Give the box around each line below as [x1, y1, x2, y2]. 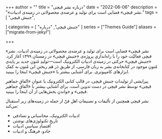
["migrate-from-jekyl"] [5, 29, 51, 35]
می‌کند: [5, 103, 18, 109]
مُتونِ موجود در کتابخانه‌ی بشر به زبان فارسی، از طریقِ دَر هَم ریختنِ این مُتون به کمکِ [5, 63, 158, 69]
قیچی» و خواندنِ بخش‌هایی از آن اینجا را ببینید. [5, 89, 88, 94]
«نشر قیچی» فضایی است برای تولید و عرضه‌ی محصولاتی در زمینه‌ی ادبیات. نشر [5, 48, 149, 54]
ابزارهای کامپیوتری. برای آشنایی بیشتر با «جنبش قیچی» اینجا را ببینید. [5, 69, 129, 75]
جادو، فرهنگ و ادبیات [12, 128, 51, 134]
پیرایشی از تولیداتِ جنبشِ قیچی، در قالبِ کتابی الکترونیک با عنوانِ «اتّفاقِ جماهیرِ [5, 78, 149, 84]
